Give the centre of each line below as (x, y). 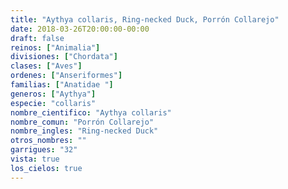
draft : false (37, 38)
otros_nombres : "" (48, 141)
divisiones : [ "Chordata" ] (64, 57)
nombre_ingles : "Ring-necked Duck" (84, 131)
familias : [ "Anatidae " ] (62, 85)
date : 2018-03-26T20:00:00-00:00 (80, 29)
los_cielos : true (46, 168)
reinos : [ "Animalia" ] (55, 47)
